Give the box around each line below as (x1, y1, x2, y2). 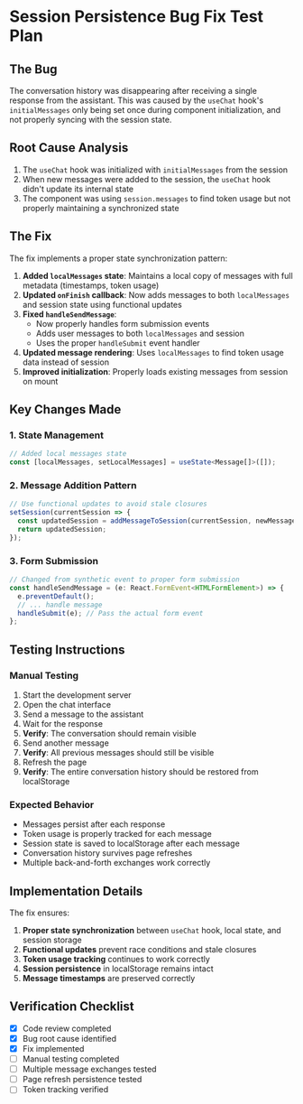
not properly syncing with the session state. (9, 115, 172, 125)
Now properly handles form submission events (35, 318, 210, 329)
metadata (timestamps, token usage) (22, 280, 160, 291)
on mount (22, 376, 59, 386)
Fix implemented (22, 1044, 85, 1054)
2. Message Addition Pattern (9, 478, 137, 491)
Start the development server (22, 689, 133, 700)
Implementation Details (9, 883, 143, 899)
